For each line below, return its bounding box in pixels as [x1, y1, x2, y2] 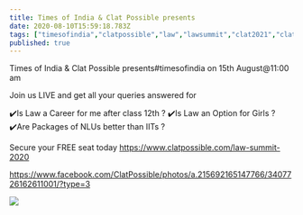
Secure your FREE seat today [9, 142, 118, 153]
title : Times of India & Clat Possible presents [9, 13, 196, 22]
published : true [9, 38, 70, 48]
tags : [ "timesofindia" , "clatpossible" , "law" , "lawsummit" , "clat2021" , [9, 30, 277, 39]
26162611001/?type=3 [9, 179, 91, 190]
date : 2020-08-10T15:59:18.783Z [9, 22, 131, 31]
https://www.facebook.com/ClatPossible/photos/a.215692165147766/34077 [9, 169, 292, 180]
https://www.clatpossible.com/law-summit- [119, 142, 281, 153]
